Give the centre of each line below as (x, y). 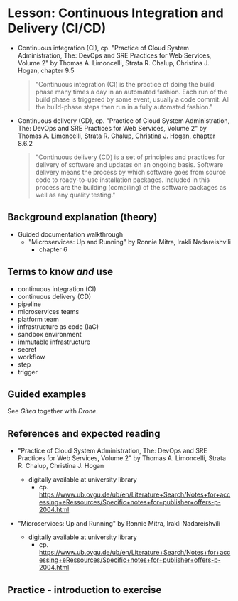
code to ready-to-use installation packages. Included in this (123, 180)
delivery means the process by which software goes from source (130, 172)
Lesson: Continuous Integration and (115, 13)
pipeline (29, 304)
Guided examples (47, 394)
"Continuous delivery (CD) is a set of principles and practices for (130, 157)
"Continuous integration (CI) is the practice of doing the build (125, 84)
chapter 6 (53, 249)
